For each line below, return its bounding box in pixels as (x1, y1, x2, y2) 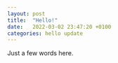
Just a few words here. (7, 49, 74, 57)
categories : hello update (7, 29, 83, 37)
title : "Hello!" (7, 17, 58, 24)
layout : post (7, 10, 46, 17)
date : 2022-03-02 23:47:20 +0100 (7, 23, 112, 30)
